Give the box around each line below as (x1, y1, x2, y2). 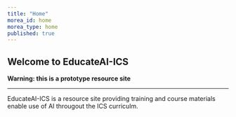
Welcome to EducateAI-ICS (7, 55, 129, 67)
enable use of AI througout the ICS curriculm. (7, 102, 138, 111)
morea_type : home (7, 23, 58, 30)
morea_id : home (7, 17, 52, 24)
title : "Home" (7, 10, 49, 18)
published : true (7, 29, 55, 37)
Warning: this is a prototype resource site (7, 74, 131, 83)
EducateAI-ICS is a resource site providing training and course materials (7, 95, 216, 103)
